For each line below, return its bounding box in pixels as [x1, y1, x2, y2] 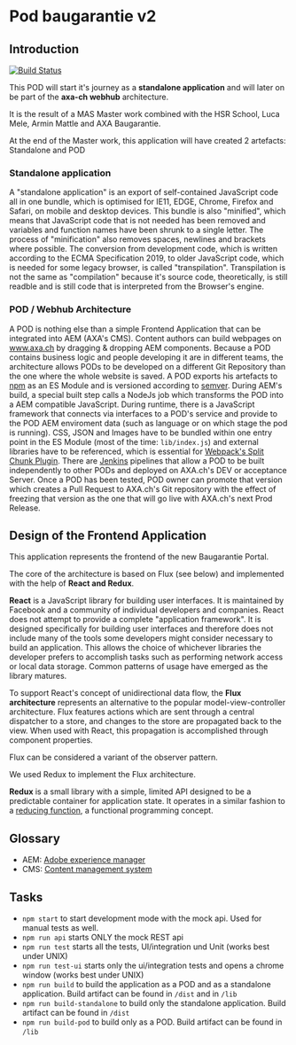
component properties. [9, 735, 93, 745]
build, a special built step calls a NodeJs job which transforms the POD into [9, 389, 284, 400]
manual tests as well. [21, 923, 99, 933]
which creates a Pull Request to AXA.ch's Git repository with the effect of [9, 483, 277, 494]
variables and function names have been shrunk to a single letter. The [9, 224, 264, 236]
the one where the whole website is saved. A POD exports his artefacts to [9, 370, 278, 381]
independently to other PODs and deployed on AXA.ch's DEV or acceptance [9, 464, 288, 475]
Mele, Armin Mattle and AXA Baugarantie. [9, 118, 161, 129]
